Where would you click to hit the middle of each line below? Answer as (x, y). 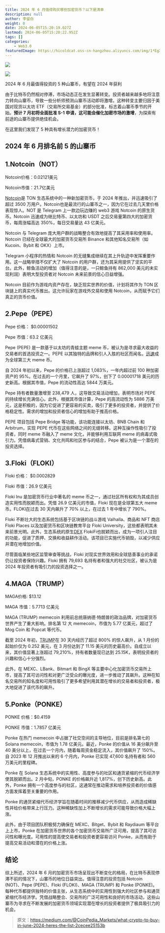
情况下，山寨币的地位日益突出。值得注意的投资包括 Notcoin (82, 878)
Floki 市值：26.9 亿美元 (29, 486)
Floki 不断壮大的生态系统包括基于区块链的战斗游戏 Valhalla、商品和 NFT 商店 (82, 520)
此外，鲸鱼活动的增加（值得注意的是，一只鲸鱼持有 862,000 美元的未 (83, 268)
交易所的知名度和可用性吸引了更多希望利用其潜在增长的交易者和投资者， (82, 681)
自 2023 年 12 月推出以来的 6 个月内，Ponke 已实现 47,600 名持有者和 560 (80, 756)
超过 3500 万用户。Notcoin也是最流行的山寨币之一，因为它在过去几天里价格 (82, 204)
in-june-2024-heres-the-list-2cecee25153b (61, 925)
